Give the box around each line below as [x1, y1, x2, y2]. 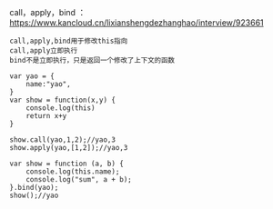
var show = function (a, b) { [9, 159, 125, 168]
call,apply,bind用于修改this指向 [9, 36, 128, 45]
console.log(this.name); [25, 167, 120, 176]
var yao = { [9, 72, 55, 81]
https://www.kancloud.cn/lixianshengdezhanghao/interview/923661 [9, 17, 264, 28]
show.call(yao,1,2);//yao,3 [9, 135, 116, 144]
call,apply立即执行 [9, 46, 78, 55]
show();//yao [9, 191, 59, 200]
